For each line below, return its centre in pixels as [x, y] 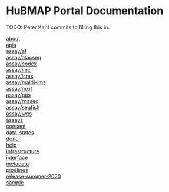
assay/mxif [19, 88]
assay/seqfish [23, 107]
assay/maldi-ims [26, 82]
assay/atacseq [24, 57]
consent [16, 126]
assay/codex [21, 64]
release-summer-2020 [34, 176]
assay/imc [19, 69]
